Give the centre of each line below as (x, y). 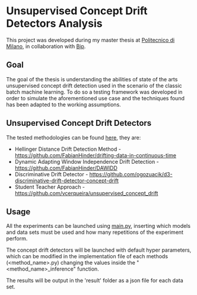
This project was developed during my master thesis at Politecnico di (90, 40)
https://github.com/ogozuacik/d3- (131, 174)
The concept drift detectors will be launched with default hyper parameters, (99, 250)
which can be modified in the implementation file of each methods (87, 256)
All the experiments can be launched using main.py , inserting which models (99, 226)
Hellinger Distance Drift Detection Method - (68, 149)
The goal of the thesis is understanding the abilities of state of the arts (92, 79)
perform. (17, 239)
